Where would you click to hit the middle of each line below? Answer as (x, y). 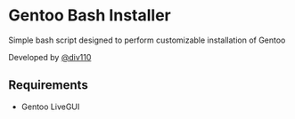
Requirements (48, 85)
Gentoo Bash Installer (90, 16)
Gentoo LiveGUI (50, 107)
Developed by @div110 (50, 57)
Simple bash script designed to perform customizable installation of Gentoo (147, 40)
